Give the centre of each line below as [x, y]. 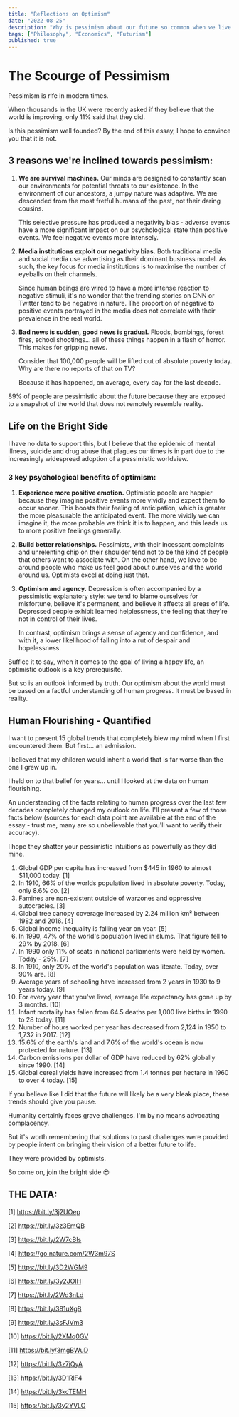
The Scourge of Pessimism [89, 76]
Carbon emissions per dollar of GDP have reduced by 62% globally [117, 1057]
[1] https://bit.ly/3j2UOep [44, 1211]
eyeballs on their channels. [58, 274]
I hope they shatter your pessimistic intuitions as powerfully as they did [112, 846]
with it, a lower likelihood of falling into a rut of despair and [104, 640]
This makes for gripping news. [63, 347]
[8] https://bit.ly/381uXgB [45, 1308]
